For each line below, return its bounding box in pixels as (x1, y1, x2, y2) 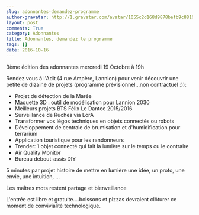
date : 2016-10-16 (6, 47, 49, 53)
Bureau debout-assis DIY (14, 155, 76, 162)
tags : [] (6, 42, 28, 48)
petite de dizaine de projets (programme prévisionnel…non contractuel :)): (6, 81, 187, 88)
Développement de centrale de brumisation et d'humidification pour (14, 123, 181, 131)
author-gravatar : (6, 14, 49, 20)
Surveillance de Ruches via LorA (14, 111, 94, 118)
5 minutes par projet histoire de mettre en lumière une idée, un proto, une (6, 167, 185, 174)
